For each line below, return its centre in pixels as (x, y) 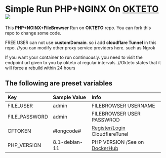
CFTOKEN (19, 131)
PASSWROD (106, 119)
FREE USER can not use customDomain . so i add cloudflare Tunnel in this (81, 42)
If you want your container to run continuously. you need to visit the (74, 57)
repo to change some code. (33, 33)
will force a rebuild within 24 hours (40, 68)
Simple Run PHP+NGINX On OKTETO (82, 9)
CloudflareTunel (110, 134)
